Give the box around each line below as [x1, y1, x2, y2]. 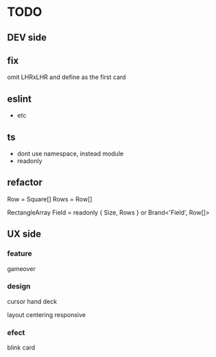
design [7, 281, 31, 291]
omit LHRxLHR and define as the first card [7, 73, 126, 81]
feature [7, 249, 32, 259]
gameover [7, 264, 36, 272]
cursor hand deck [7, 297, 57, 305]
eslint [7, 93, 32, 105]
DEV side [7, 32, 47, 43]
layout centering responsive [7, 310, 86, 318]
